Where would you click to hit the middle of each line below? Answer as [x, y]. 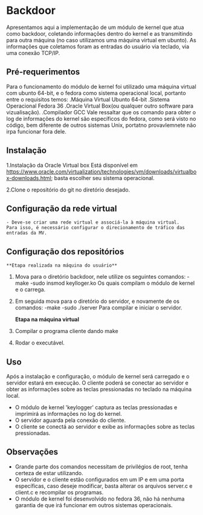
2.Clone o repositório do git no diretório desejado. [68, 189]
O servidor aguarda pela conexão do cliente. [70, 420]
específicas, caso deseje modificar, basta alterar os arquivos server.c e [104, 486]
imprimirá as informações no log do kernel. [68, 414]
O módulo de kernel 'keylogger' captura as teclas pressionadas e [96, 407]
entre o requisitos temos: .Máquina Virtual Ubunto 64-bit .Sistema [88, 99]
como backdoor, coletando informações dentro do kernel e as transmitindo [99, 33]
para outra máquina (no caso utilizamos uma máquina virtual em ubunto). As [101, 40]
